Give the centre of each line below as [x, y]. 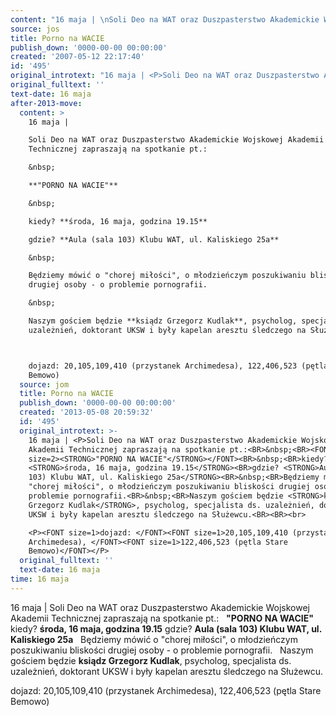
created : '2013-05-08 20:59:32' [87, 412]
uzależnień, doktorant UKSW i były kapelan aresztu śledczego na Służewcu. [166, 671]
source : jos [35, 29]
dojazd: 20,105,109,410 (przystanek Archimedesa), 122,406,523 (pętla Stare [166, 690]
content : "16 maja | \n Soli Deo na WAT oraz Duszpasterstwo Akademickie [165, 19]
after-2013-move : [46, 103]
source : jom [44, 384]
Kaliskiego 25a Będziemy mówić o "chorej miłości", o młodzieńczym [154, 639]
